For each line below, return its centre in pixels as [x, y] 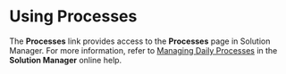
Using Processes [73, 16]
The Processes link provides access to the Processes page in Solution [140, 41]
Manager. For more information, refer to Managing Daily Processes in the [143, 50]
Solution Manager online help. [66, 60]
